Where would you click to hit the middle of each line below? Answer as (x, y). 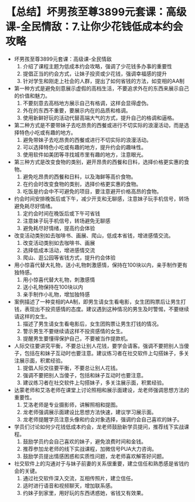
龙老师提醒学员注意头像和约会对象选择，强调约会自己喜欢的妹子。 (102, 419)
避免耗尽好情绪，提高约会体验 (59, 228)
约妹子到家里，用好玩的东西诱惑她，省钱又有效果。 (85, 493)
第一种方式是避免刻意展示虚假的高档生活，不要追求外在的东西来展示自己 (101, 88)
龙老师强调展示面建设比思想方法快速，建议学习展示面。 (90, 412)
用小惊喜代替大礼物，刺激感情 (59, 280)
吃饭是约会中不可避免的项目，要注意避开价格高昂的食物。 (92, 191)
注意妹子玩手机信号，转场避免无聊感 (67, 221)
